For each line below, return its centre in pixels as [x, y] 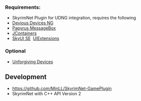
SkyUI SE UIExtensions [35, 38]
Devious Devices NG [33, 23]
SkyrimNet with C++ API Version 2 [46, 94]
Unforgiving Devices [33, 62]
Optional [15, 51]
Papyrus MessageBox [34, 28]
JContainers [24, 34]
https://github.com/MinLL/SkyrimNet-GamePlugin [62, 88]
